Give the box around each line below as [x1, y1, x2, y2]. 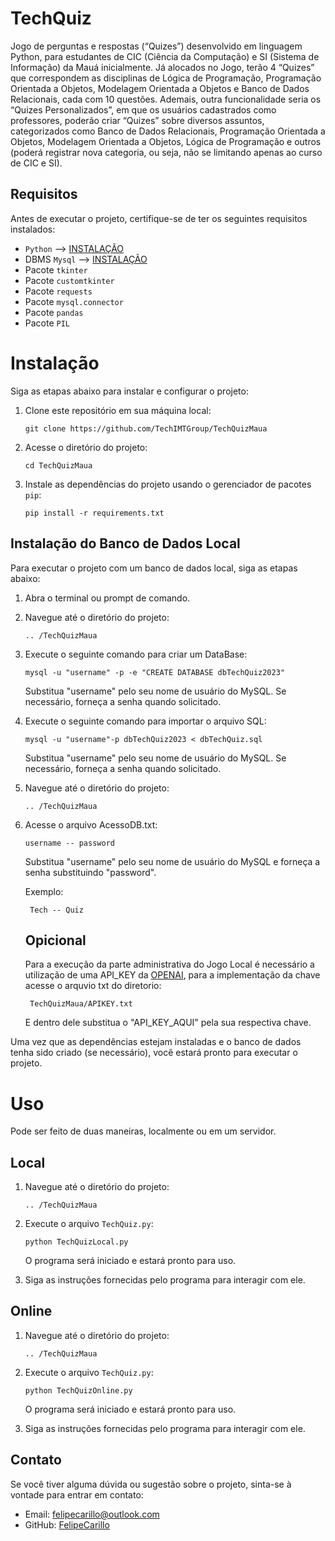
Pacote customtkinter [24, 274, 115, 286]
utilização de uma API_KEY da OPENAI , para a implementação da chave [24, 969, 321, 981]
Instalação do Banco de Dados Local [10, 535, 241, 552]
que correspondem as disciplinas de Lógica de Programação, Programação [10, 72, 322, 84]
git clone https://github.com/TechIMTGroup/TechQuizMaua [24, 423, 268, 434]
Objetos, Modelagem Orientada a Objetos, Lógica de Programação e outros [10, 135, 322, 147]
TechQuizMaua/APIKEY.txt [29, 999, 133, 1009]
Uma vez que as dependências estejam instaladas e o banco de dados [10, 1036, 302, 1048]
